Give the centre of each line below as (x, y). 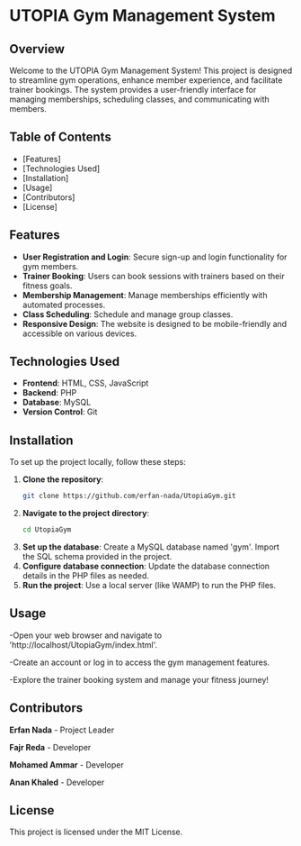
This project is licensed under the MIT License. (96, 832)
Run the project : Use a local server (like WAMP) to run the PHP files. (149, 585)
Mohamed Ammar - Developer (66, 764)
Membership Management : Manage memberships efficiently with (145, 295)
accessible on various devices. (80, 333)
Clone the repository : (63, 479)
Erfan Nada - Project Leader (62, 730)
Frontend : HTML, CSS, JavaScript (85, 383)
